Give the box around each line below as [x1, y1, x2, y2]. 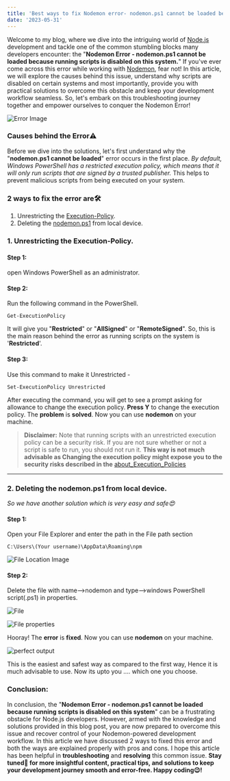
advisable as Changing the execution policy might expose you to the [23, 452, 222, 461]
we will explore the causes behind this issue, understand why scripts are [7, 71, 212, 80]
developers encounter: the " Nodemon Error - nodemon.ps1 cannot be [7, 49, 207, 58]
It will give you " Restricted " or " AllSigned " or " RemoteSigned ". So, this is [7, 325, 216, 333]
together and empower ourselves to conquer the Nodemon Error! [7, 101, 191, 109]
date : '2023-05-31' [7, 16, 63, 23]
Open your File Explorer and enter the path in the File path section [7, 530, 193, 539]
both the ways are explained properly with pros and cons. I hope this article [7, 744, 220, 752]
